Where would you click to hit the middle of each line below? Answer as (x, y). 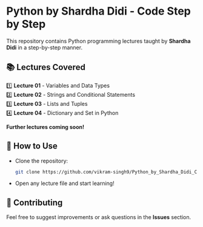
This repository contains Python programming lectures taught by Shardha (98, 41)
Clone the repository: (42, 161)
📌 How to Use (32, 146)
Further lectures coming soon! (45, 127)
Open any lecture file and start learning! (65, 183)
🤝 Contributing (35, 202)
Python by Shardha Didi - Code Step (98, 11)
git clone (28, 172)
